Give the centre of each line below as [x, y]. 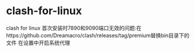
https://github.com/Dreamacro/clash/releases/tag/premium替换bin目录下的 [98, 35]
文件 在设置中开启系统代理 [38, 43]
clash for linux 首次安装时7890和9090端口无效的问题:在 [74, 28]
